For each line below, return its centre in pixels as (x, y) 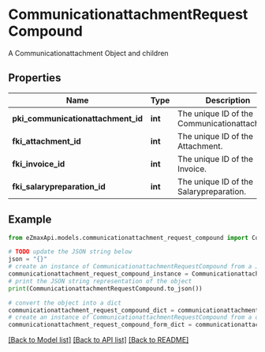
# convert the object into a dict (65, 303)
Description (228, 100)
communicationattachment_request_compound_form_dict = (100, 325)
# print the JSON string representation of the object (100, 281)
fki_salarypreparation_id (59, 186)
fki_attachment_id (47, 141)
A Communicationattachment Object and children (88, 53)
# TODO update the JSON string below (70, 252)
